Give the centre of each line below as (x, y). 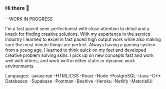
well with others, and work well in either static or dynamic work (70, 61)
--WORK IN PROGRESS (29, 19)
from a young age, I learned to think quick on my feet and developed (76, 50)
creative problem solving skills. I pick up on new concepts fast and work (79, 55)
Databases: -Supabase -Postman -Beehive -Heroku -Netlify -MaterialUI (79, 81)
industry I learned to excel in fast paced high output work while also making (83, 39)
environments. (20, 66)
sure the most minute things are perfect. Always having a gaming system (80, 45)
